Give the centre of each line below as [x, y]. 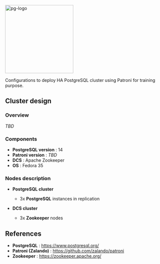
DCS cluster [25, 208]
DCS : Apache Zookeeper [38, 160]
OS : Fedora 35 [28, 165]
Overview [17, 115]
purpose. [14, 85]
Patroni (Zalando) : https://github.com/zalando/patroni [68, 251]
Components [21, 139]
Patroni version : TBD [35, 155]
